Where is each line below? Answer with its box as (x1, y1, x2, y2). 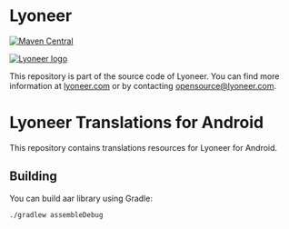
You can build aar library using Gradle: (9, 193, 153, 204)
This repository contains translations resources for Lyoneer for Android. (9, 142, 278, 153)
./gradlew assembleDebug (9, 210, 104, 219)
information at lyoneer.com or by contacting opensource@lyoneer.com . (9, 80, 277, 91)
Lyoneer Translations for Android (9, 113, 264, 133)
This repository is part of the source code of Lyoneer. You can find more (9, 70, 280, 82)
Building (9, 169, 57, 184)
